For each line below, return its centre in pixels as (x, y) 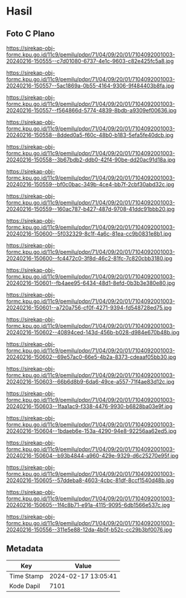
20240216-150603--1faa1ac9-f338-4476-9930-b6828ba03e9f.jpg (90, 406)
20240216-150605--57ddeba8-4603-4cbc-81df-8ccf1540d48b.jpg (90, 480)
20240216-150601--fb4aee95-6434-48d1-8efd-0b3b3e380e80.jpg (91, 283)
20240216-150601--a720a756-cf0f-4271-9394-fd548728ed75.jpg (89, 307)
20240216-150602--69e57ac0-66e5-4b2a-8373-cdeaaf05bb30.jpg (91, 357)
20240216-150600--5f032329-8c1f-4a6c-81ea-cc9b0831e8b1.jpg (89, 234)
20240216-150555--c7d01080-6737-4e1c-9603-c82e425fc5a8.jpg (90, 61)
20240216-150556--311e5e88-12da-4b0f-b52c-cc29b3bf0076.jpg (89, 530)
